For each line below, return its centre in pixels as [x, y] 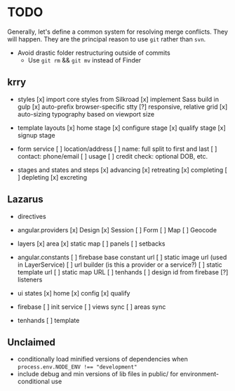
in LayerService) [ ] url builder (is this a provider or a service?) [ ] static [120, 265]
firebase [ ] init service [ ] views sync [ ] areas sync [92, 307]
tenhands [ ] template [48, 320]
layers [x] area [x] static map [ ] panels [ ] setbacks [91, 244]
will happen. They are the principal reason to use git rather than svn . [107, 39]
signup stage [36, 135]
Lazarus [25, 200]
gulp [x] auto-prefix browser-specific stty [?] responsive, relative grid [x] [122, 107]
